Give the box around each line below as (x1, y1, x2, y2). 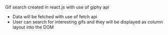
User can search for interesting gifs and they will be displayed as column (12, 19, 163, 25)
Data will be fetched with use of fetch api (12, 14, 98, 19)
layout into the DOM (12, 24, 54, 30)
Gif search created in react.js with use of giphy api (5, 4, 109, 10)
